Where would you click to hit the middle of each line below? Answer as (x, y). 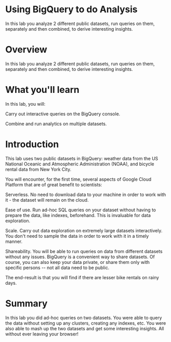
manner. (14, 241)
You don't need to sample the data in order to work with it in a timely (77, 236)
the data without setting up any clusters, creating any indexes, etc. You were (86, 323)
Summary (26, 303)
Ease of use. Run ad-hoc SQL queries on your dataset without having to (81, 210)
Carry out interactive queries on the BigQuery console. (63, 114)
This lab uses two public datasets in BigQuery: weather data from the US (82, 158)
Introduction (32, 144)
